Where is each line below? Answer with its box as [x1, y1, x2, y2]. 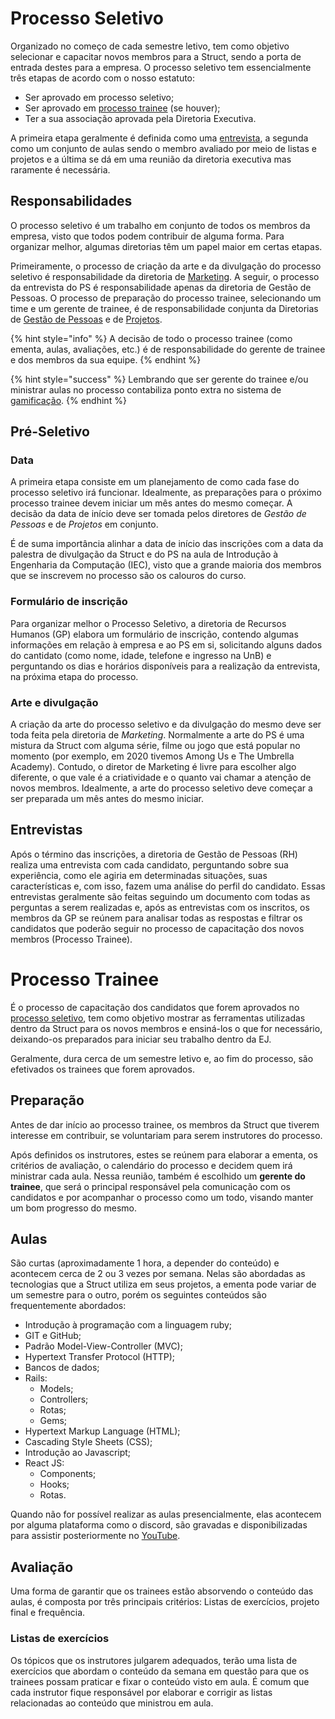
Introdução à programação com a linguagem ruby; [24, 1319, 233, 1331]
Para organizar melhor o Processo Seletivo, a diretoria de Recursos [10, 617, 287, 629]
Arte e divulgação [10, 695, 99, 709]
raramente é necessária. [10, 163, 111, 176]
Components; [39, 1468, 97, 1480]
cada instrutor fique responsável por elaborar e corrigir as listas [10, 1686, 273, 1698]
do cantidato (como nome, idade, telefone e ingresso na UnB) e [10, 649, 272, 661]
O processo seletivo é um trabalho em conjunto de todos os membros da [10, 219, 311, 231]
